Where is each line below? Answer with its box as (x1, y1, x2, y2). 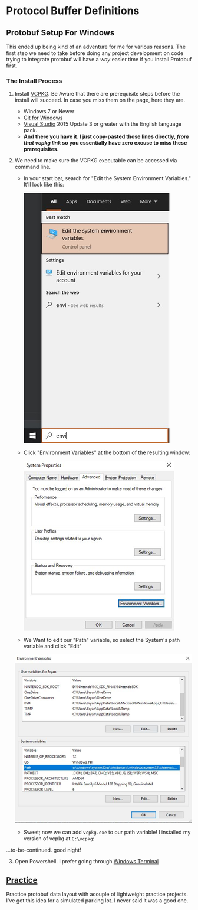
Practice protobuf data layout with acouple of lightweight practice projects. (6, 891, 189, 898)
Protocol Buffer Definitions (6, 4, 140, 18)
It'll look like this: (23, 181, 64, 188)
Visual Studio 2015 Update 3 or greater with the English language (23, 120, 181, 128)
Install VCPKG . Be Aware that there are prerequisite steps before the (14, 90, 180, 97)
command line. (14, 164, 51, 171)
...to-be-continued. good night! (6, 846, 81, 854)
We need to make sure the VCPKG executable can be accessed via (14, 157, 177, 164)
